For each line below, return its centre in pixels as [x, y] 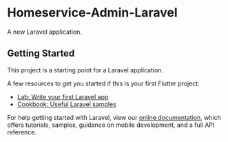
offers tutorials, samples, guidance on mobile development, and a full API [111, 125]
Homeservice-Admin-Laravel [92, 13]
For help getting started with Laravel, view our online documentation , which [114, 117]
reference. [22, 132]
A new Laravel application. [45, 32]
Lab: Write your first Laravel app [63, 97]
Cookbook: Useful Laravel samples [67, 104]
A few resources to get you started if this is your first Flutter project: [103, 83]
